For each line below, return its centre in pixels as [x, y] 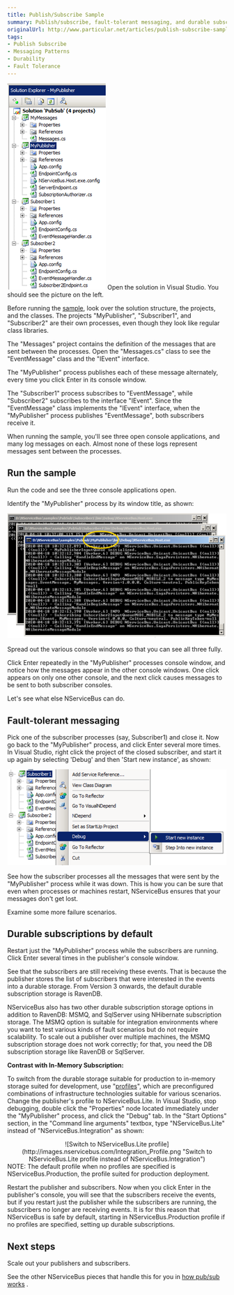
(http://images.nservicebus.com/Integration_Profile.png [101, 1152]
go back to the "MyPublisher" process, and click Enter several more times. [114, 745]
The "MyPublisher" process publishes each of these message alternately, [113, 372]
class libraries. [28, 330]
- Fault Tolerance [34, 66]
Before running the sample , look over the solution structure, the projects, [111, 308]
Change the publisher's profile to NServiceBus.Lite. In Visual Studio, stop [112, 1101]
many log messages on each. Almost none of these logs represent [102, 444]
